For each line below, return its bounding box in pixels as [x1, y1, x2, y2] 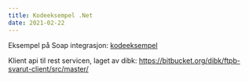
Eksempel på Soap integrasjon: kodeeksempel [8, 40, 159, 50]
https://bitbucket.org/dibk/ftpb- [138, 56, 241, 65]
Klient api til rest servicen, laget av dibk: [8, 56, 137, 65]
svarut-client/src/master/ [8, 64, 89, 73]
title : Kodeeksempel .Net [8, 11, 93, 20]
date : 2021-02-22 [8, 19, 65, 27]
